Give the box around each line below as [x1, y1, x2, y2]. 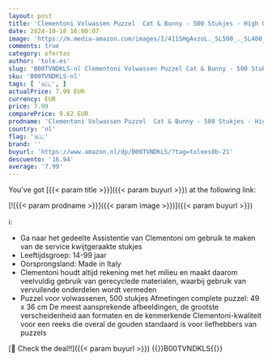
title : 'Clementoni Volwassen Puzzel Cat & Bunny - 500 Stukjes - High [8, 19, 259, 28]
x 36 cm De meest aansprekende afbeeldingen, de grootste [19, 302, 219, 312]
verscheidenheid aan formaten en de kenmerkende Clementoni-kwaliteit [19, 311, 261, 320]
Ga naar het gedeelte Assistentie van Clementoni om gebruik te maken [19, 233, 256, 243]
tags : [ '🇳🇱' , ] [8, 80, 67, 88]
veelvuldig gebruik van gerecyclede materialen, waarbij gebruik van [19, 277, 247, 286]
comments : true [8, 42, 60, 50]
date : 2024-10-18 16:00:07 [8, 27, 100, 35]
